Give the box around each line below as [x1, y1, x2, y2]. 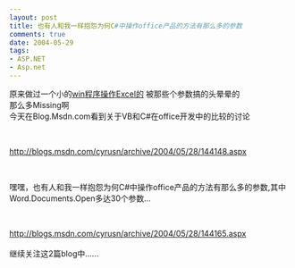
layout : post [9, 13, 58, 22]
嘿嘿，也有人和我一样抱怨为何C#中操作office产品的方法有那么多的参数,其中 [9, 181, 286, 192]
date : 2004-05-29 [9, 38, 74, 47]
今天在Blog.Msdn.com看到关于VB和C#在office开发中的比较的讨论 [9, 111, 250, 121]
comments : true [9, 29, 66, 38]
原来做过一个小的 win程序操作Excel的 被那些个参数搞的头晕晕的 [9, 88, 240, 99]
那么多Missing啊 [9, 99, 70, 110]
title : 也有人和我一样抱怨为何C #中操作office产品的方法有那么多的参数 [9, 21, 243, 30]
